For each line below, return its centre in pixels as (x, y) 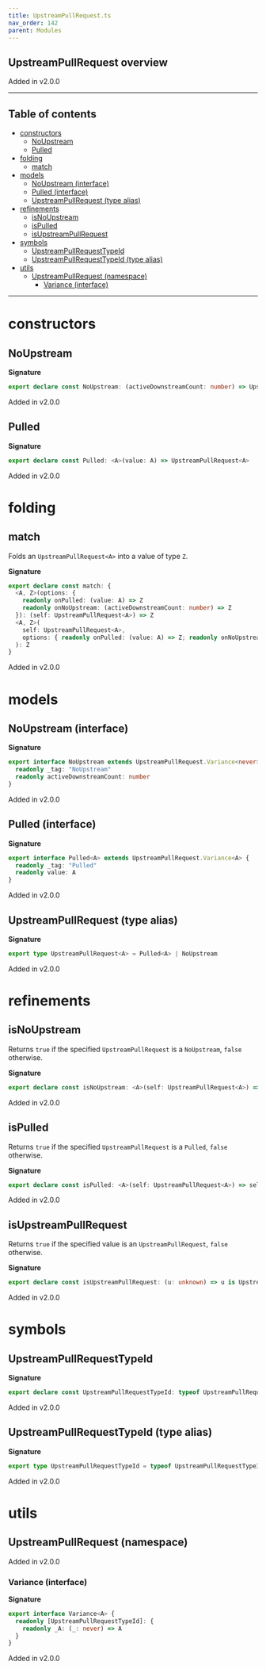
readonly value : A (46, 873)
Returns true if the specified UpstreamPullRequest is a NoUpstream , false (125, 1049)
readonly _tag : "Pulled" (56, 865)
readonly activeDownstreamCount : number (83, 777)
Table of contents (52, 114)
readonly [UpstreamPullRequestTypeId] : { (85, 1621)
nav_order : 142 (33, 23)
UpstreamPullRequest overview (88, 62)
